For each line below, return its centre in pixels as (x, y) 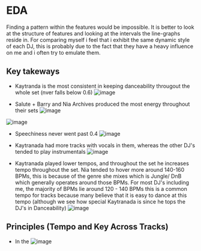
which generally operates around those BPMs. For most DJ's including (102, 182)
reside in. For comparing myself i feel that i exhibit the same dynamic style (98, 40)
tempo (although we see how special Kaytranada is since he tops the (100, 201)
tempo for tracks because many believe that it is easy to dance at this (101, 195)
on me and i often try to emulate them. (53, 52)
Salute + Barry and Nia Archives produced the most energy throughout (102, 104)
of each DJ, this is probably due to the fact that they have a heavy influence (100, 46)
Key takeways (33, 72)
